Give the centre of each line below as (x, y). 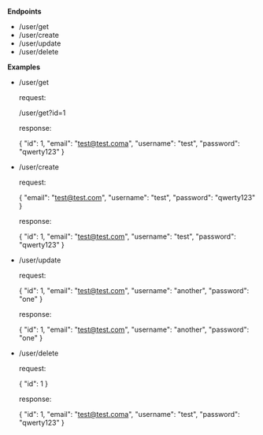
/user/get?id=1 (42, 113)
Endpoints (24, 11)
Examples (24, 67)
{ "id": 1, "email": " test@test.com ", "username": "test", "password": (128, 236)
